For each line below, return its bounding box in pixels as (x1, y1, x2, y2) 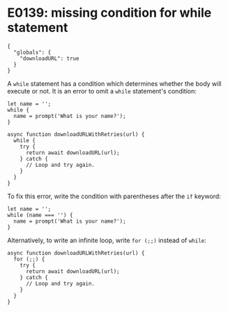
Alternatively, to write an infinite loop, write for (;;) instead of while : (7, 236, 207, 244)
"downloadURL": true (20, 54, 79, 62)
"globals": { (13, 49, 52, 56)
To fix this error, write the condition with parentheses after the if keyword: (7, 192, 221, 200)
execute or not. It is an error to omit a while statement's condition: (7, 87, 197, 95)
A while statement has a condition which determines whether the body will (7, 79, 222, 88)
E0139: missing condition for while (7, 5, 212, 21)
